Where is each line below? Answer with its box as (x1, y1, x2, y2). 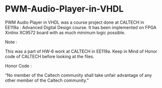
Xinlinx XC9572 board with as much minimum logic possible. (5, 29, 126, 35)
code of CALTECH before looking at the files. (5, 53, 94, 59)
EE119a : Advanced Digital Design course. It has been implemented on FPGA (5, 24, 157, 30)
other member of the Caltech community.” (5, 77, 89, 83)
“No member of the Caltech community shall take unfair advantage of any (5, 72, 152, 78)
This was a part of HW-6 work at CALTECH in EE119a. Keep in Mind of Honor (5, 48, 158, 54)
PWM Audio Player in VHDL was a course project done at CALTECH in (5, 19, 144, 25)
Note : (5, 39, 17, 44)
